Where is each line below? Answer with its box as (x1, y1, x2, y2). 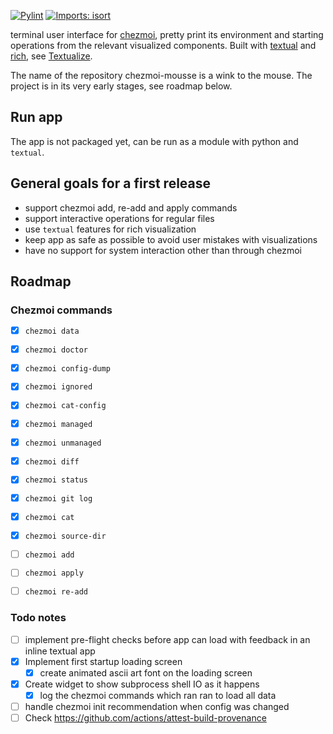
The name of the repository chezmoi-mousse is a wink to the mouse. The (10, 70, 313, 81)
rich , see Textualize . (10, 50, 93, 62)
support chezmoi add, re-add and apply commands (24, 201, 238, 214)
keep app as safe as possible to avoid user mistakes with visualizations (24, 233, 318, 245)
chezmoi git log (24, 494, 93, 504)
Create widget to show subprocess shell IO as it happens (24, 678, 260, 690)
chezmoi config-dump (24, 363, 111, 374)
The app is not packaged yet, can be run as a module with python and (10, 135, 299, 147)
